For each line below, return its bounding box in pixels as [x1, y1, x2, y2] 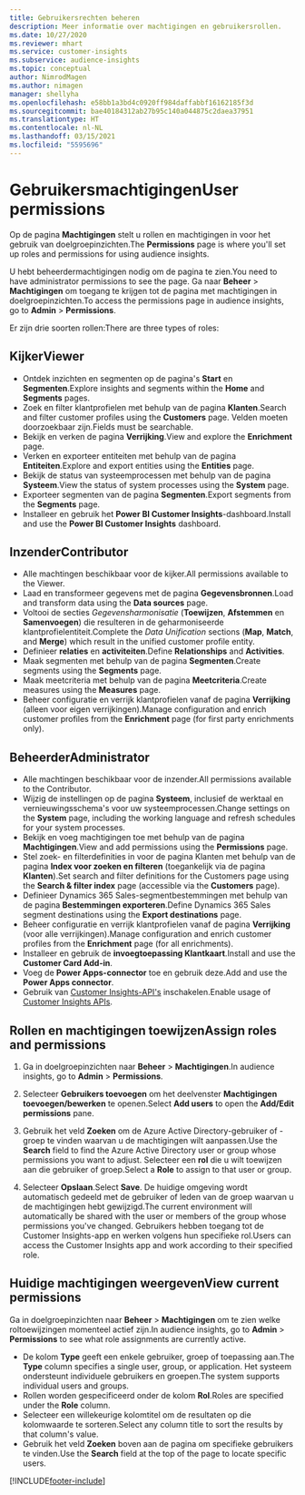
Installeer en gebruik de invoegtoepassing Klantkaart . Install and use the [22, 948, 296, 959]
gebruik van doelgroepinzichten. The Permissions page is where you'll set [9, 239, 286, 249]
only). [22, 723, 44, 734]
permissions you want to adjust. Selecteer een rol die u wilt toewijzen [22, 1154, 283, 1165]
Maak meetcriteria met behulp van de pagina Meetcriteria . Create [22, 675, 268, 686]
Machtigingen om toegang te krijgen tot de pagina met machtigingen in [9, 285, 278, 296]
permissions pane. [22, 1107, 94, 1118]
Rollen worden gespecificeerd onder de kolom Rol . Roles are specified [22, 1389, 284, 1400]
